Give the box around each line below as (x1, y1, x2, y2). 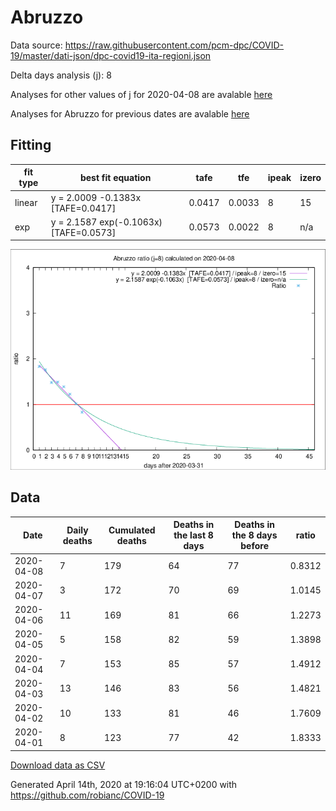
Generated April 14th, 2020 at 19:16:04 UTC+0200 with (10, 778, 238, 790)
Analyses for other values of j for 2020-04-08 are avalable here (10, 88, 273, 100)
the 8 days (231, 529, 278, 541)
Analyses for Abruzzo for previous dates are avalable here (10, 107, 250, 120)
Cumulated (108, 524, 156, 536)
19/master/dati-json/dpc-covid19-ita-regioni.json (10, 49, 212, 61)
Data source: (10, 39, 63, 51)
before (240, 540, 269, 552)
